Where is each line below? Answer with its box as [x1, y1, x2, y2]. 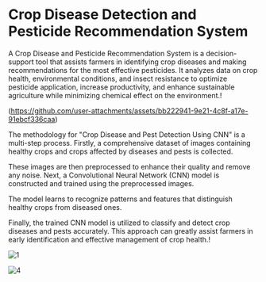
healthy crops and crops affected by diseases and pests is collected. [8, 147, 233, 156]
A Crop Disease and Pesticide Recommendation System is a [8, 48, 205, 58]
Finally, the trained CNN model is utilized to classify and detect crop [8, 218, 230, 227]
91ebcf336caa [8, 114, 56, 124]
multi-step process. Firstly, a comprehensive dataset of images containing [8, 138, 252, 147]
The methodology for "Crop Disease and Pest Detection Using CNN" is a [8, 129, 246, 139]
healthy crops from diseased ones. [8, 202, 122, 211]
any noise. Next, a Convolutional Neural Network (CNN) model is [8, 170, 220, 180]
